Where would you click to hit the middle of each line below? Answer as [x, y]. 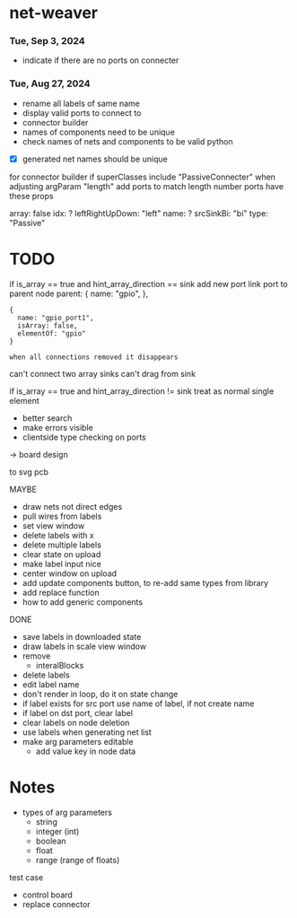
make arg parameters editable [78, 741]
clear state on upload [61, 554]
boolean [51, 841]
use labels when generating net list [87, 732]
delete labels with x [58, 535]
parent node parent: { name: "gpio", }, [79, 293]
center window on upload [70, 573]
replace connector [57, 904]
